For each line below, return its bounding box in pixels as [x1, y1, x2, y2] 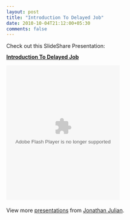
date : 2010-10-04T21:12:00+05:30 [6, 20, 91, 26]
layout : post [6, 8, 39, 15]
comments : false [6, 25, 47, 32]
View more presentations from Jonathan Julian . [6, 207, 125, 214]
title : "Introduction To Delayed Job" [6, 15, 104, 21]
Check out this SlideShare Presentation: [6, 42, 105, 50]
